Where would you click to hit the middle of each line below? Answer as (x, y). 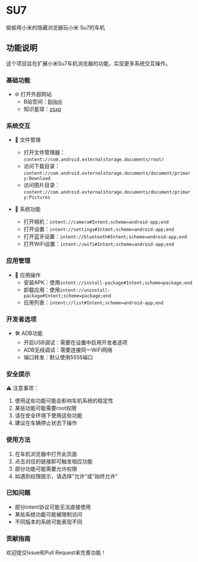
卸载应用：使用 (42, 290)
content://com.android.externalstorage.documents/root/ (94, 160)
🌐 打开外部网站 (33, 94)
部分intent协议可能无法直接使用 (53, 507)
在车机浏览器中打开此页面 (46, 454)
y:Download (37, 178)
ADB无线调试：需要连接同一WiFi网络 (68, 350)
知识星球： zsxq (42, 109)
